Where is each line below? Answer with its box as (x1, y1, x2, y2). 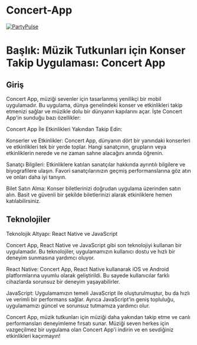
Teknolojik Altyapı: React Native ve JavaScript (6, 230, 118, 237)
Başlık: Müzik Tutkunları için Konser (6, 44, 186, 57)
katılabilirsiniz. (6, 197, 41, 204)
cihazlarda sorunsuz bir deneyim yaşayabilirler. (6, 278, 120, 285)
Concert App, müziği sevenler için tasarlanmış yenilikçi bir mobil (6, 95, 162, 102)
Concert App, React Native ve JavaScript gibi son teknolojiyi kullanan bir (6, 241, 182, 248)
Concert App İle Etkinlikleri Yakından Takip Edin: (6, 125, 123, 133)
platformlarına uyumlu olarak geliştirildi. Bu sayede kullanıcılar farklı (6, 272, 170, 279)
